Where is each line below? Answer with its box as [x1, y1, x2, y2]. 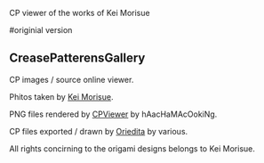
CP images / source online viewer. [9, 74, 134, 85]
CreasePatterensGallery [9, 51, 146, 66]
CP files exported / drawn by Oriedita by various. [9, 126, 188, 136]
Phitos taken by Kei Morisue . [9, 91, 114, 102]
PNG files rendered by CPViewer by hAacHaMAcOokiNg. [9, 109, 218, 119]
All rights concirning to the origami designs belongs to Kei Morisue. [9, 143, 255, 154]
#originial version [9, 25, 73, 35]
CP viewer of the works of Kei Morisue [9, 8, 150, 18]
